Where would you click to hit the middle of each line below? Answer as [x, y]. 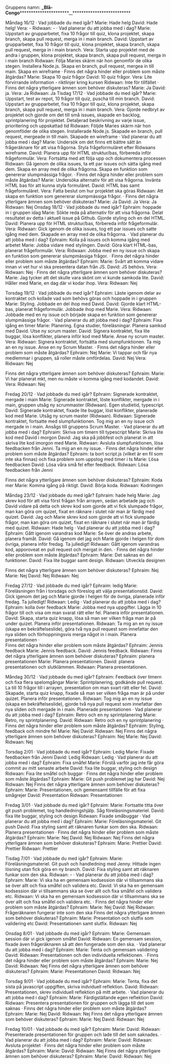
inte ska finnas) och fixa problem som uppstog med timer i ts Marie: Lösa [82, 459]
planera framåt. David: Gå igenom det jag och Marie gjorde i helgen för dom [85, 539]
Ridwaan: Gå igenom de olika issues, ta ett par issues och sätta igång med [83, 164]
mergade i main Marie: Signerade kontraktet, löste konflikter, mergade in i [82, 400]
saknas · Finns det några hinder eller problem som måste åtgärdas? [76, 1008]
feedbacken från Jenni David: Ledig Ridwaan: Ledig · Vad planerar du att [82, 757]
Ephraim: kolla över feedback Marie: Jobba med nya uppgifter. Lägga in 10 [83, 607]
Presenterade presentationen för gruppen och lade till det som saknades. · [83, 1034]
